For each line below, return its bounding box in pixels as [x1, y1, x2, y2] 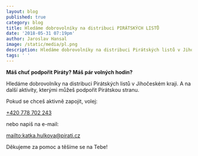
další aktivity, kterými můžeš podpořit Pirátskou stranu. [6, 86, 140, 93]
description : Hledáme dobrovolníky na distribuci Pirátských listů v [6, 47, 181, 53]
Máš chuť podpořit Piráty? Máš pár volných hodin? [6, 68, 133, 75]
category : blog [6, 19, 44, 25]
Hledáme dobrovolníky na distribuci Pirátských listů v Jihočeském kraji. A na [6, 80, 192, 87]
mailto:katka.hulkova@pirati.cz [6, 132, 81, 139]
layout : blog [6, 8, 38, 15]
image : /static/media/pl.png [6, 42, 78, 48]
